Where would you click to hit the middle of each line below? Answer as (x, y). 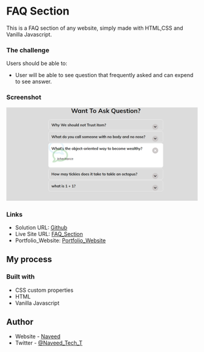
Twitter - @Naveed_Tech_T (49, 343)
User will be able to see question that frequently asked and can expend (104, 75)
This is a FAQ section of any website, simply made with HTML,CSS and (95, 28)
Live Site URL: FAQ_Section (49, 234)
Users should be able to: (37, 63)
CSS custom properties (44, 290)
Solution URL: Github (41, 227)
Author (20, 322)
